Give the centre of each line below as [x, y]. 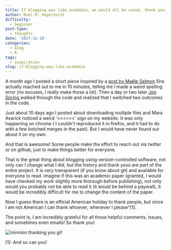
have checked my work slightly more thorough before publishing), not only [83, 181]
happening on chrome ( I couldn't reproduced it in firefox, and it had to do [82, 124]
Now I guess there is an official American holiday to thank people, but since [84, 202]
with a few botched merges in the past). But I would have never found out [82, 129]
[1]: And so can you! [26, 242]
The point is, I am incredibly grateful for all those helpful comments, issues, [84, 217]
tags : [11, 57]
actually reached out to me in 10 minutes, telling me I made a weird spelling [84, 87]
